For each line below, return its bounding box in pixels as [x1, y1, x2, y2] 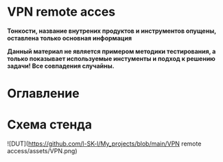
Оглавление [7, 86, 80, 101]
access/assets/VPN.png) [7, 147, 78, 155]
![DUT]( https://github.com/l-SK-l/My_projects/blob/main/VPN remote [7, 139, 202, 148]
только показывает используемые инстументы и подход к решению [7, 54, 216, 62]
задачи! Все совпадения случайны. [7, 62, 115, 70]
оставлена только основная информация [7, 33, 132, 42]
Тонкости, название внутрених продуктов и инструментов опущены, [7, 27, 216, 35]
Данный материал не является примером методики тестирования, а [7, 47, 216, 55]
